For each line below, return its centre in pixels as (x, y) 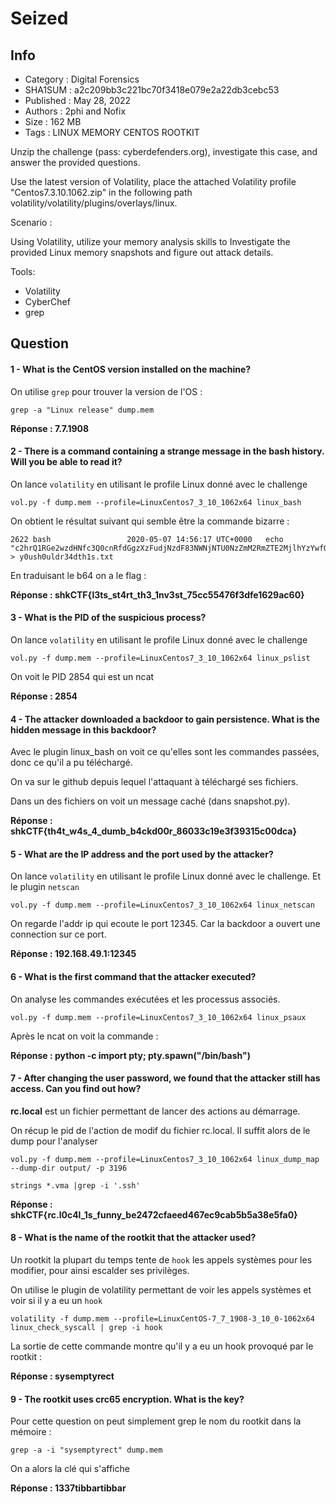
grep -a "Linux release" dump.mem (82, 410)
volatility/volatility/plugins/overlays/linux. (94, 203)
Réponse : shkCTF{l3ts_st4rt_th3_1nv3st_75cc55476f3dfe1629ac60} (157, 594)
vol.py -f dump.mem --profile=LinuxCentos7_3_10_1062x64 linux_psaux (158, 1017)
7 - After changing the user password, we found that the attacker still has (165, 1078)
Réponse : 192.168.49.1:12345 (73, 954)
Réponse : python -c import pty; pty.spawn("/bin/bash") (130, 1055)
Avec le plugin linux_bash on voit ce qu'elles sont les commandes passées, (165, 752)
